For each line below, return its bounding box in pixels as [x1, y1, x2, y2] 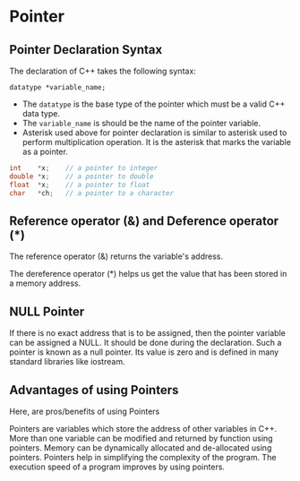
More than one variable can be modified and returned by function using [9, 433, 273, 443]
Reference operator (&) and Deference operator [9, 213, 279, 228]
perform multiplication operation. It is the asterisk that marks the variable [21, 137, 291, 147]
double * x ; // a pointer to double [9, 172, 154, 181]
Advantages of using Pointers [9, 382, 179, 398]
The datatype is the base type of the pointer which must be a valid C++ [21, 99, 286, 109]
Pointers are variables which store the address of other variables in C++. [9, 423, 278, 434]
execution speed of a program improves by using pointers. [9, 461, 226, 472]
